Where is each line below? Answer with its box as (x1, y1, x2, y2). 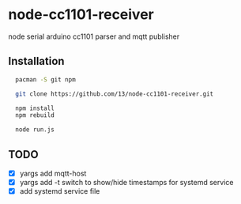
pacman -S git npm (15, 75, 77, 84)
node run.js (15, 126, 55, 134)
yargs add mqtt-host (19, 168, 87, 178)
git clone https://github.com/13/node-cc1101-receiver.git (15, 89, 214, 98)
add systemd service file (19, 187, 100, 196)
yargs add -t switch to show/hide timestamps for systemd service (19, 178, 234, 187)
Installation (8, 55, 65, 68)
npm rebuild (15, 111, 55, 119)
